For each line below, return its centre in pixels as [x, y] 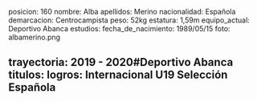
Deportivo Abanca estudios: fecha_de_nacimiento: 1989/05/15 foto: [119, 29]
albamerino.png [35, 37]
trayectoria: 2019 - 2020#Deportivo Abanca [121, 62]
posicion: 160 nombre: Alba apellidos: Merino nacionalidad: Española [122, 12]
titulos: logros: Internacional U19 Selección [118, 75]
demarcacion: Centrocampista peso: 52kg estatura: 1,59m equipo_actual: [129, 20]
